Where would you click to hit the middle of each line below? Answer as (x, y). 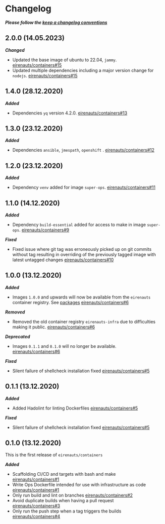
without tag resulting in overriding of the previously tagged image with (84, 255)
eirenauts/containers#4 (36, 517)
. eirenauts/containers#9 (44, 230)
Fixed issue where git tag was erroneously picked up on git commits (82, 249)
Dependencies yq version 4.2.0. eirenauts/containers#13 (70, 113)
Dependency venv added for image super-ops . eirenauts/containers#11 (84, 188)
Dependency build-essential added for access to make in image (79, 225)
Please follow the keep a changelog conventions (56, 22)
